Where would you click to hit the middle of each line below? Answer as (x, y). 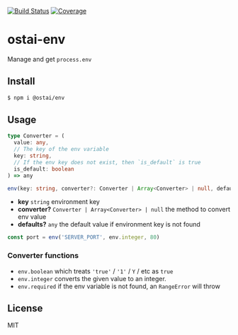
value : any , (32, 143)
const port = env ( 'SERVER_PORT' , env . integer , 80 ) (84, 237)
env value (32, 217)
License (25, 308)
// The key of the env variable (62, 149)
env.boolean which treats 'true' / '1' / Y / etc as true (95, 271)
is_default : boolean (44, 169)
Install (21, 81)
